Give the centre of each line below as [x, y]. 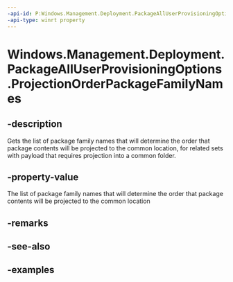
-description [35, 124]
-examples [31, 270]
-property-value [43, 177]
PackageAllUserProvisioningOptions [115, 69]
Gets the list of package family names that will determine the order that [109, 141]
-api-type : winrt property [46, 20]
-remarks [28, 223]
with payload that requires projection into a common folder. [92, 155]
